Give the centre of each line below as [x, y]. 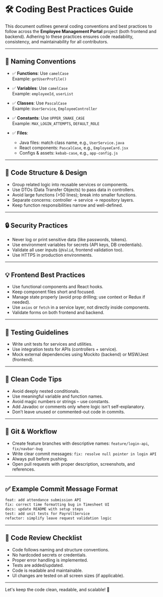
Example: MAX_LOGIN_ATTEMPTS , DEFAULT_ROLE [56, 123]
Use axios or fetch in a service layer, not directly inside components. [81, 307]
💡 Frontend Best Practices [45, 275]
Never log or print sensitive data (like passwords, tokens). [70, 240]
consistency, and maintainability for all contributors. [57, 41]
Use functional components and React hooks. [57, 287]
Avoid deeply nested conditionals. [46, 391]
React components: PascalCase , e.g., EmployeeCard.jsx [74, 148]
